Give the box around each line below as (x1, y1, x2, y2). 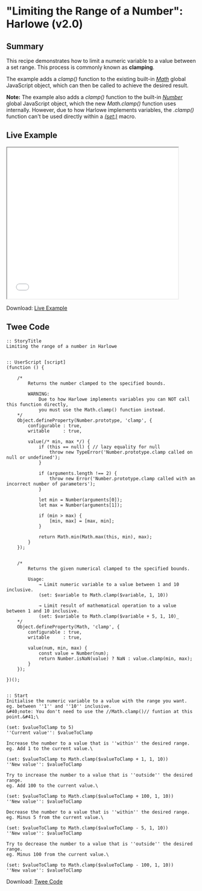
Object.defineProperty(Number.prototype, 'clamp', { (17, 417, 153, 423)
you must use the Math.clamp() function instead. (38, 406, 166, 413)
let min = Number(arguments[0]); (38, 497, 122, 503)
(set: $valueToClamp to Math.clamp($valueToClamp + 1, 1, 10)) (6, 756, 169, 762)
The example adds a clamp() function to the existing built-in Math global (6, 76, 186, 82)
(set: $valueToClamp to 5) (6, 724, 74, 730)
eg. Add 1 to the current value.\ (6, 745, 93, 751)
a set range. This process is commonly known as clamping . (6, 64, 155, 71)
